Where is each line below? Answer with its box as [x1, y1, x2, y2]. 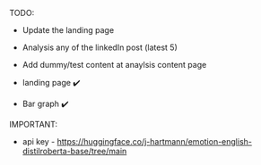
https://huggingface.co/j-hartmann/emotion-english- [57, 136, 253, 146]
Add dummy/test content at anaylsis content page [22, 60, 207, 70]
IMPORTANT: [9, 120, 58, 129]
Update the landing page [22, 25, 115, 35]
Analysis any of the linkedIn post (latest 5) [22, 42, 178, 53]
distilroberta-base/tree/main [22, 146, 127, 156]
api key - [22, 136, 56, 146]
